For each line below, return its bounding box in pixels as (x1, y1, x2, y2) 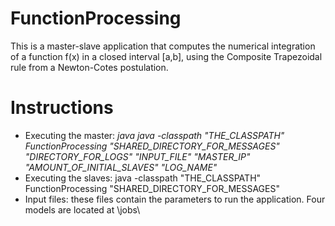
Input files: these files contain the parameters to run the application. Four (24, 193, 326, 205)
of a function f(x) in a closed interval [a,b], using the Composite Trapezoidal (10, 50, 323, 62)
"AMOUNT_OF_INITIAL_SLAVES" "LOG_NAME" (24, 161, 218, 173)
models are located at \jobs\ (24, 203, 141, 216)
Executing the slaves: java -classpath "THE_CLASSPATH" (24, 172, 262, 184)
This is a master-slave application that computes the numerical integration (10, 40, 316, 52)
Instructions (10, 97, 114, 119)
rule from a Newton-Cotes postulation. (10, 61, 169, 73)
